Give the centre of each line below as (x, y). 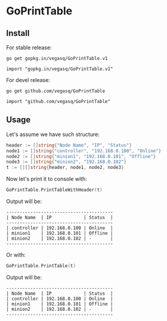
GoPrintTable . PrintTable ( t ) (41, 266)
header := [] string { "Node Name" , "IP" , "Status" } (69, 145)
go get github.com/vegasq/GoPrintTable (56, 91)
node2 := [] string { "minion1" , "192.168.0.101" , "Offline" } (81, 156)
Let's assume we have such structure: (53, 134)
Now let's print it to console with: (47, 179)
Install (18, 33)
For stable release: (29, 47)
